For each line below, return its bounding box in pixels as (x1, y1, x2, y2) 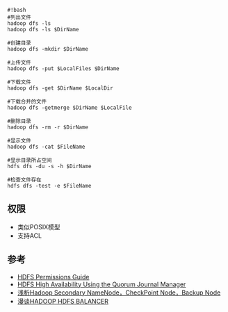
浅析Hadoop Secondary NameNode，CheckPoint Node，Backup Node (17, 288, 221, 297)
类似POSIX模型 (17, 222, 60, 231)
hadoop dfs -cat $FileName (7, 143, 85, 150)
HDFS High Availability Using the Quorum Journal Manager (17, 280, 186, 288)
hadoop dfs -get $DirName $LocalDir (7, 85, 113, 92)
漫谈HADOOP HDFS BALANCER (17, 297, 109, 305)
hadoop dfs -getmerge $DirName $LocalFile (7, 104, 132, 111)
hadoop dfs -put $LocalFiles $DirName (7, 65, 120, 72)
